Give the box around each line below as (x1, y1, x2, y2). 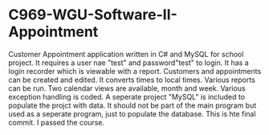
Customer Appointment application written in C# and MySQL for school (8, 49, 244, 59)
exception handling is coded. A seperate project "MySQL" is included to (8, 92, 246, 101)
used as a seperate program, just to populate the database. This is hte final (8, 108, 256, 118)
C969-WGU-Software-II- (8, 6, 178, 24)
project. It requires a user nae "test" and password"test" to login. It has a (8, 58, 249, 67)
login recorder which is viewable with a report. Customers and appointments (8, 66, 262, 76)
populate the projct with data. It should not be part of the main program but (8, 100, 257, 110)
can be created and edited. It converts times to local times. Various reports (8, 75, 255, 84)
